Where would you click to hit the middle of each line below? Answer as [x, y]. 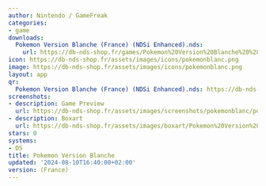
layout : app [28, 74]
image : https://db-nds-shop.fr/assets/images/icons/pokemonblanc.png [125, 67]
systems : [23, 140]
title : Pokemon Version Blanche [61, 155]
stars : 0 [23, 133]
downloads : [26, 38]
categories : [28, 23]
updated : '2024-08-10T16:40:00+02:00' [72, 163]
